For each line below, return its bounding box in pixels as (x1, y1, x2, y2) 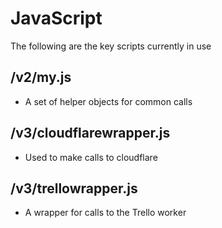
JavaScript (10, 7, 103, 30)
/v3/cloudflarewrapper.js (10, 125, 171, 142)
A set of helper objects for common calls (24, 95, 193, 107)
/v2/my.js (10, 69, 72, 86)
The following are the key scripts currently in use (10, 40, 212, 52)
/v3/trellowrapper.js (10, 180, 138, 197)
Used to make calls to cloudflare (24, 151, 158, 163)
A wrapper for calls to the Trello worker (24, 207, 187, 219)
